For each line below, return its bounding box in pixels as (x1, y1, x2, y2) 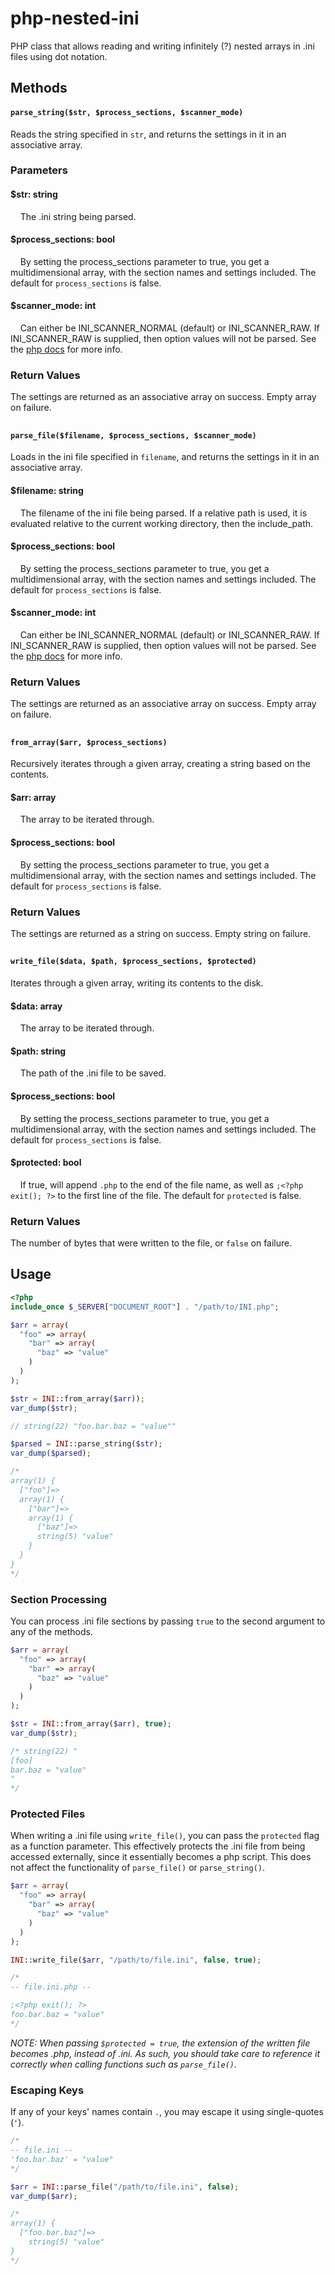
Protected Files (10, 1807, 86, 1821)
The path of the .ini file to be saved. (19, 1067, 167, 1079)
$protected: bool (10, 1157, 82, 1169)
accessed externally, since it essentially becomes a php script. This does (10, 1851, 312, 1863)
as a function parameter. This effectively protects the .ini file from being (10, 1840, 306, 1852)
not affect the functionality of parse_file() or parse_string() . (10, 1862, 266, 1874)
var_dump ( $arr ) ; (10, 2191, 78, 2201)
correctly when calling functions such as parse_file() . (10, 2058, 237, 2070)
